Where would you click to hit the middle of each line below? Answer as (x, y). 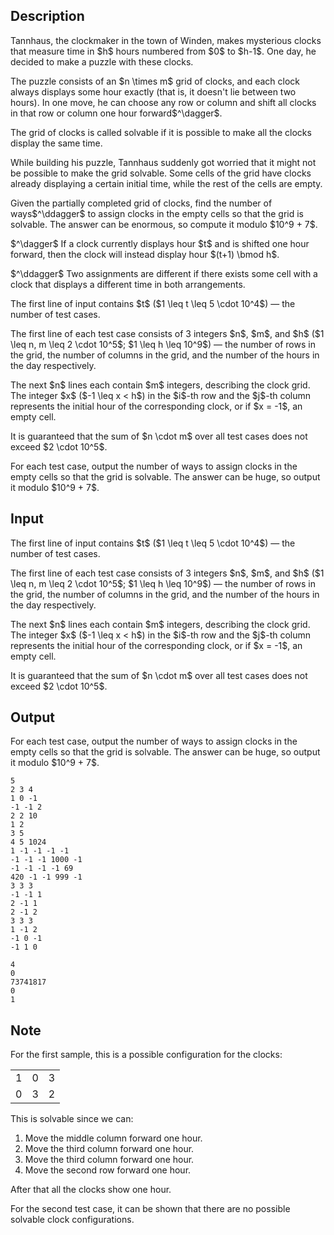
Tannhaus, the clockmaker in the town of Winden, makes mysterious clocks (166, 40)
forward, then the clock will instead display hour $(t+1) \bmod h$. (145, 254)
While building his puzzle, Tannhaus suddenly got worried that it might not (163, 162)
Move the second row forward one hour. (108, 1170)
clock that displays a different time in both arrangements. (128, 284)
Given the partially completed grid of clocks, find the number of (141, 203)
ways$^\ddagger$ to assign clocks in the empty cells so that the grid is (157, 213)
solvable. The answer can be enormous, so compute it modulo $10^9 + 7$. (164, 224)
